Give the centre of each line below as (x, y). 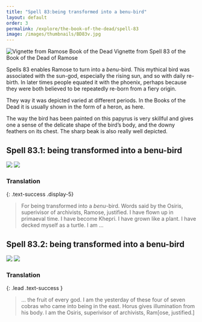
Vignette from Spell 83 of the (150, 51)
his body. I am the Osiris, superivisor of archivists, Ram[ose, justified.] (108, 313)
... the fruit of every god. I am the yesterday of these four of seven (103, 300)
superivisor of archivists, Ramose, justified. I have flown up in (97, 212)
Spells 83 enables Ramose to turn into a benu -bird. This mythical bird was (98, 69)
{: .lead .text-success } (35, 288)
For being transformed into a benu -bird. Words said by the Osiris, (102, 206)
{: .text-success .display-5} (40, 194)
